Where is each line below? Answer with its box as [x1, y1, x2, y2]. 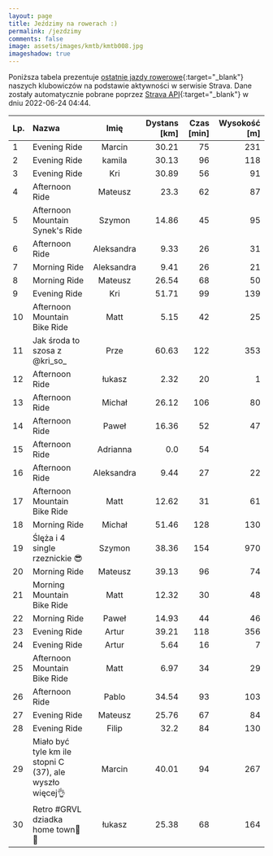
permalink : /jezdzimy [8, 27, 82, 35]
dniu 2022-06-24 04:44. [8, 99, 91, 108]
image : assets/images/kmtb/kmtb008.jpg [8, 42, 144, 50]
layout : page [8, 11, 53, 20]
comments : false [8, 34, 63, 43]
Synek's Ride [32, 225, 83, 236]
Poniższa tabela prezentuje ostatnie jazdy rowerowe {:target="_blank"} [8, 72, 244, 81]
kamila [102, 155, 128, 165]
